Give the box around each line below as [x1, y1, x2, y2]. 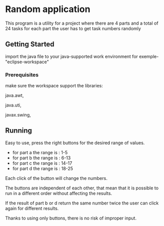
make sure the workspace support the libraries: [5, 83, 103, 89]
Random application [5, 4, 91, 15]
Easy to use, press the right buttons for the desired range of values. [5, 140, 145, 146]
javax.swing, [5, 112, 31, 118]
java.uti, [5, 102, 22, 108]
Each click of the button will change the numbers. [5, 175, 108, 181]
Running [5, 127, 33, 135]
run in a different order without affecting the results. [5, 190, 112, 196]
